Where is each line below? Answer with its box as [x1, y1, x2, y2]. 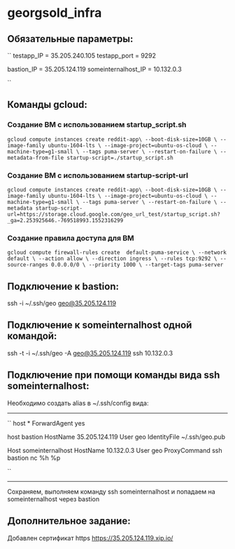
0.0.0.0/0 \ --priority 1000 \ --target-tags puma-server [51, 262, 224, 269]
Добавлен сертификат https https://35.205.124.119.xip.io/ [7, 534, 173, 542]
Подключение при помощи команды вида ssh [7, 370, 220, 381]
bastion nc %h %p [7, 454, 61, 462]
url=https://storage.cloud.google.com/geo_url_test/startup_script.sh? [7, 210, 220, 218]
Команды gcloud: [7, 99, 87, 111]
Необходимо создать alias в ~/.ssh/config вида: [7, 398, 149, 407]
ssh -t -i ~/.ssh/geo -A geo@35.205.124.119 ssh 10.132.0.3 [7, 348, 173, 357]
